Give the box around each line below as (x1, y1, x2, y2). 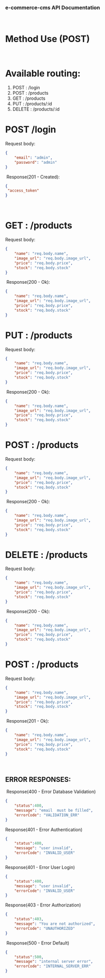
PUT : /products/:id (12, 101, 52, 107)
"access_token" (7, 188, 39, 194)
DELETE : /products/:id (12, 106, 60, 112)
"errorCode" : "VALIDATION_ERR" (14, 812, 80, 817)
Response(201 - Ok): (6, 718, 49, 724)
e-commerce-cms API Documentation (5, 4, 100, 11)
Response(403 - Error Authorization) (5, 902, 81, 908)
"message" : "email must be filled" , (14, 808, 93, 813)
